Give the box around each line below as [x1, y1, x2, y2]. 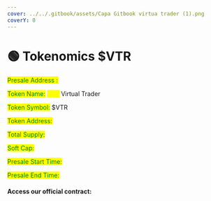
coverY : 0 [7, 17, 36, 24]
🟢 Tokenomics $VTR [7, 48, 131, 64]
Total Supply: [7, 130, 45, 139]
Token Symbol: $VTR [7, 103, 68, 112]
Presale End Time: [7, 171, 59, 179]
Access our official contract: [7, 187, 92, 196]
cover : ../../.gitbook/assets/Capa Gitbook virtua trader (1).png [7, 10, 205, 18]
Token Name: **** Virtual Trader [7, 90, 101, 98]
